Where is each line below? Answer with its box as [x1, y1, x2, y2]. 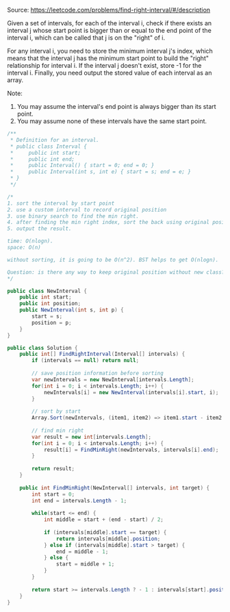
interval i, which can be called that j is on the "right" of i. [7, 34, 166, 42]
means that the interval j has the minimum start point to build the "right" [7, 54, 209, 62]
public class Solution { [7, 344, 78, 351]
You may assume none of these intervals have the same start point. [16, 117, 207, 125]
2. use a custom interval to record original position [7, 206, 167, 213]
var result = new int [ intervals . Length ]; [31, 433, 152, 440]
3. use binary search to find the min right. [7, 212, 139, 220]
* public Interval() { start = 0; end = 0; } [10, 162, 155, 169]
